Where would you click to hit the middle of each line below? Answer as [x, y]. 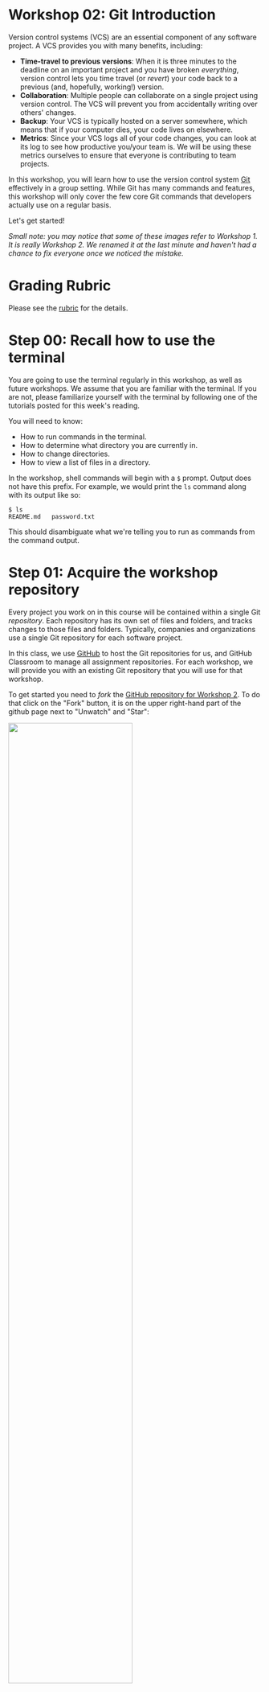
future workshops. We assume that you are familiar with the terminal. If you [132, 388]
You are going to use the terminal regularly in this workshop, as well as [125, 380]
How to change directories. [65, 454]
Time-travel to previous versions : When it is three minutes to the [128, 61]
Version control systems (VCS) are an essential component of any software [132, 37]
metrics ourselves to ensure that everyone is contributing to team [128, 155]
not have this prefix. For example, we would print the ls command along [127, 486]
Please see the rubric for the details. [68, 308]
